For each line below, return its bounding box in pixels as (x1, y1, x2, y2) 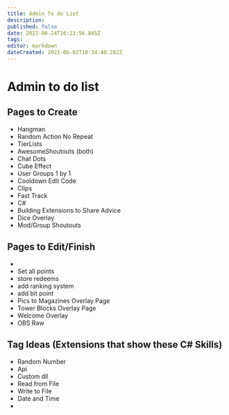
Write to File (17, 386, 52, 395)
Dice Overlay (17, 213, 55, 222)
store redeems (17, 274, 59, 282)
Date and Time (17, 394, 60, 402)
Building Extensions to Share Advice (17, 206, 121, 214)
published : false (7, 23, 58, 30)
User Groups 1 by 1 (17, 169, 71, 177)
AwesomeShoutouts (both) (17, 147, 94, 155)
